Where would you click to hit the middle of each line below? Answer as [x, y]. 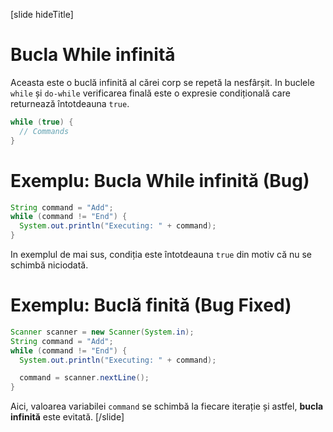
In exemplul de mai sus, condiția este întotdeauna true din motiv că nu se [161, 254]
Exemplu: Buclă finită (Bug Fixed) [151, 305]
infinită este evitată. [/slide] [67, 417]
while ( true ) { [42, 122]
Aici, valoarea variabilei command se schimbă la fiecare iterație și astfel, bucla [167, 406]
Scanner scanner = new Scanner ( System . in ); [102, 332]
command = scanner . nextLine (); [84, 378]
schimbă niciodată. [49, 265]
